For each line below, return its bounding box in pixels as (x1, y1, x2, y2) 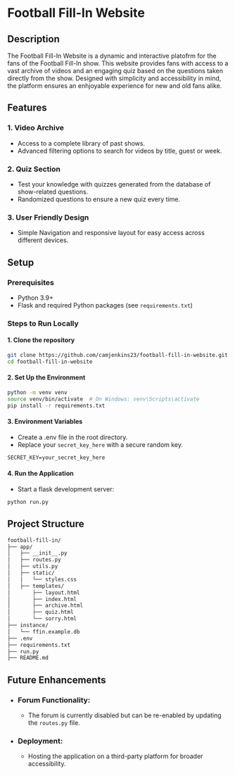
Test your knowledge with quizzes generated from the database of (17, 179, 211, 188)
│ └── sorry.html (7, 615, 77, 622)
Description (7, 33, 60, 45)
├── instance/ (7, 622, 49, 629)
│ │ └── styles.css (7, 576, 77, 583)
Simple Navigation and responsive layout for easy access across (17, 229, 205, 237)
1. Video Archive (7, 123, 65, 133)
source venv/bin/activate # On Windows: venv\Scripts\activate (7, 396, 200, 403)
